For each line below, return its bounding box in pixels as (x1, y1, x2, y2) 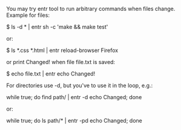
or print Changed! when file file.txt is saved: (6, 59, 116, 65)
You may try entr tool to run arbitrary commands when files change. (6, 5, 176, 12)
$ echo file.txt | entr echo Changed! (6, 70, 96, 77)
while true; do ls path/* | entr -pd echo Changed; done (6, 117, 142, 124)
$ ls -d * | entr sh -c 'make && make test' (6, 24, 108, 30)
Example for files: (6, 11, 50, 19)
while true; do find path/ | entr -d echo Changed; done (6, 94, 142, 100)
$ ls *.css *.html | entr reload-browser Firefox (6, 47, 119, 54)
